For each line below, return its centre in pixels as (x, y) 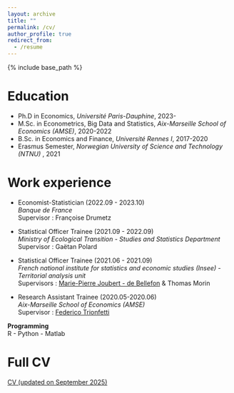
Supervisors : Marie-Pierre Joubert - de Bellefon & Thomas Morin (114, 283)
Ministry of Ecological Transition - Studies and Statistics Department (119, 239)
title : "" (22, 21)
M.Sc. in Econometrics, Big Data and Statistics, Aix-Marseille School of (122, 123)
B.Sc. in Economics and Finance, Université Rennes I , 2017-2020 (113, 138)
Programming (28, 326)
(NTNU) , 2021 (39, 153)
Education (38, 96)
